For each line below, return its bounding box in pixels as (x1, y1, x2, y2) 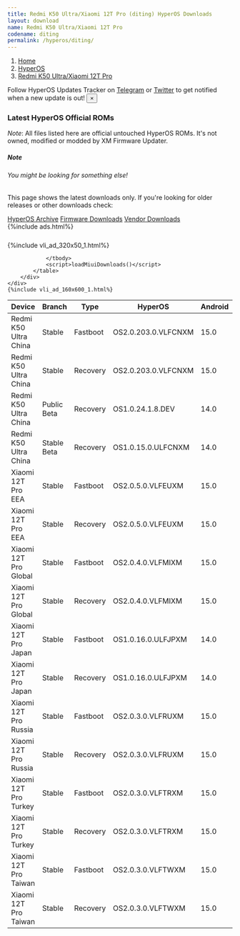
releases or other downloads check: (7, 201, 114, 209)
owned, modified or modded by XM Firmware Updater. (7, 136, 169, 145)
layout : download (7, 17, 59, 24)
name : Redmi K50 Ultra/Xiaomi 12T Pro (7, 24, 123, 31)
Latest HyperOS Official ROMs (7, 113, 114, 123)
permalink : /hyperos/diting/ (7, 37, 94, 44)
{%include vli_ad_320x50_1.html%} (7, 241, 109, 249)
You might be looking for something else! (7, 171, 129, 179)
